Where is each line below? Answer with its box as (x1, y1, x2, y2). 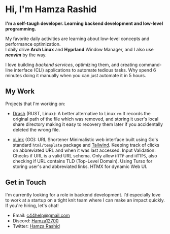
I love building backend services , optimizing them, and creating (5, 61, 138, 68)
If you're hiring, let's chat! (5, 202, 59, 209)
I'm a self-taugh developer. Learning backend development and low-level (5, 20, 163, 26)
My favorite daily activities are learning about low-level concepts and (5, 36, 150, 42)
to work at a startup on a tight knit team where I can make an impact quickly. (5, 197, 165, 203)
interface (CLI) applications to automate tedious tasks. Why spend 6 (14, 67, 156, 73)
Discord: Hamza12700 (12, 217, 59, 224)
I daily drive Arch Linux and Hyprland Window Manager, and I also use (5, 46, 154, 52)
